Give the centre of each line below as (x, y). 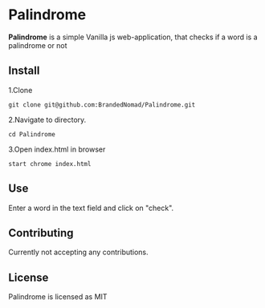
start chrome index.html (50, 164)
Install (24, 71)
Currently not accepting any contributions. (78, 252)
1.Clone (20, 90)
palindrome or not (38, 45)
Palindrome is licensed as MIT (58, 297)
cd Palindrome (32, 134)
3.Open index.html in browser (57, 149)
